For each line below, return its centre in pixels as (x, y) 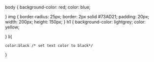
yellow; (12, 27)
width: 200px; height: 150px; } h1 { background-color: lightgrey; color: (76, 22)
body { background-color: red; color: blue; (48, 7)
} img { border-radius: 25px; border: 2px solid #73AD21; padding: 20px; (77, 16)
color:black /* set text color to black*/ (49, 46)
